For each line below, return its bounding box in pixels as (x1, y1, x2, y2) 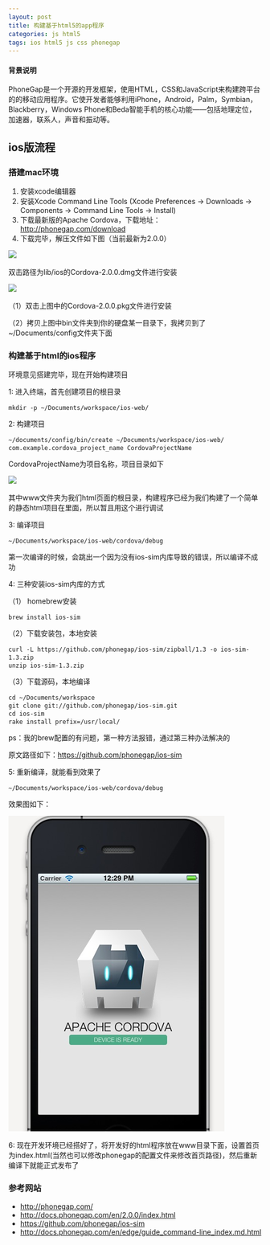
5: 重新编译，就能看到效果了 (8, 768, 102, 777)
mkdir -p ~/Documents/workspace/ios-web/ (8, 404, 149, 412)
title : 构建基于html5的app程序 (8, 21, 104, 30)
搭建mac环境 (8, 166, 59, 178)
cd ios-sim (8, 710, 45, 719)
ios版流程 (8, 141, 56, 154)
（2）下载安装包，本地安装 (8, 629, 98, 638)
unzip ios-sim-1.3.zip (8, 661, 84, 670)
